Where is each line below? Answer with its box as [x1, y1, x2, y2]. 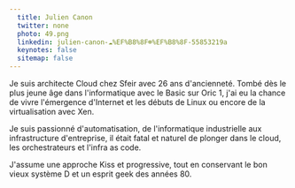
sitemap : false [17, 54, 74, 63]
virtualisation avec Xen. [9, 107, 95, 117]
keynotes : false [17, 46, 77, 55]
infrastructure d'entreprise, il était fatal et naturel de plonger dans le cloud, [9, 133, 282, 143]
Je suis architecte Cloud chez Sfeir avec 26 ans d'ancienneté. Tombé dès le [9, 79, 286, 88]
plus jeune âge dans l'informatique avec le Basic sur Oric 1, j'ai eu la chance [9, 87, 286, 98]
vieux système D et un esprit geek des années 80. [9, 169, 192, 179]
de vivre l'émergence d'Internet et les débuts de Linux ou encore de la [9, 97, 266, 107]
